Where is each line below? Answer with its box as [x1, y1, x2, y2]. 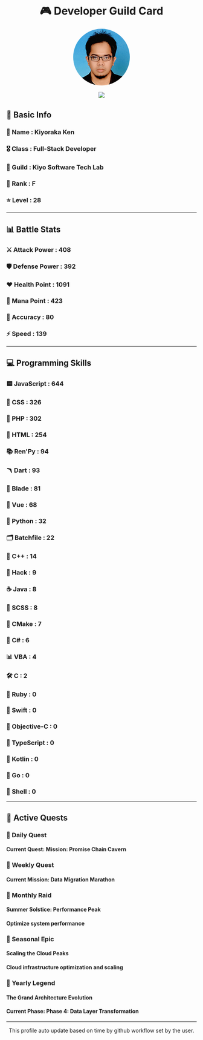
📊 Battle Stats [6, 224, 61, 234]
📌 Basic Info [6, 110, 52, 120]
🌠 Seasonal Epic [6, 935, 54, 943]
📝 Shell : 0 [6, 788, 36, 796]
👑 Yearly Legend [6, 978, 56, 987]
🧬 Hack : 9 [6, 568, 37, 577]
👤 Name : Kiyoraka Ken [6, 128, 75, 136]
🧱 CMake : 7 [6, 619, 42, 628]
